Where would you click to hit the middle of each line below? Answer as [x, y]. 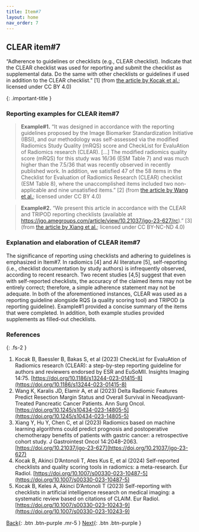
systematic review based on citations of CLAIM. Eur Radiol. [87, 499]
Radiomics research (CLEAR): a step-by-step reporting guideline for [98, 365]
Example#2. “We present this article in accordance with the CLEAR [103, 208]
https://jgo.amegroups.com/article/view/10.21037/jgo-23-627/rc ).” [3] [106, 221]
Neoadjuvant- [169, 397]
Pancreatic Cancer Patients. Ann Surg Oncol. [91, 404]
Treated [24, 404]
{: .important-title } [29, 99]
